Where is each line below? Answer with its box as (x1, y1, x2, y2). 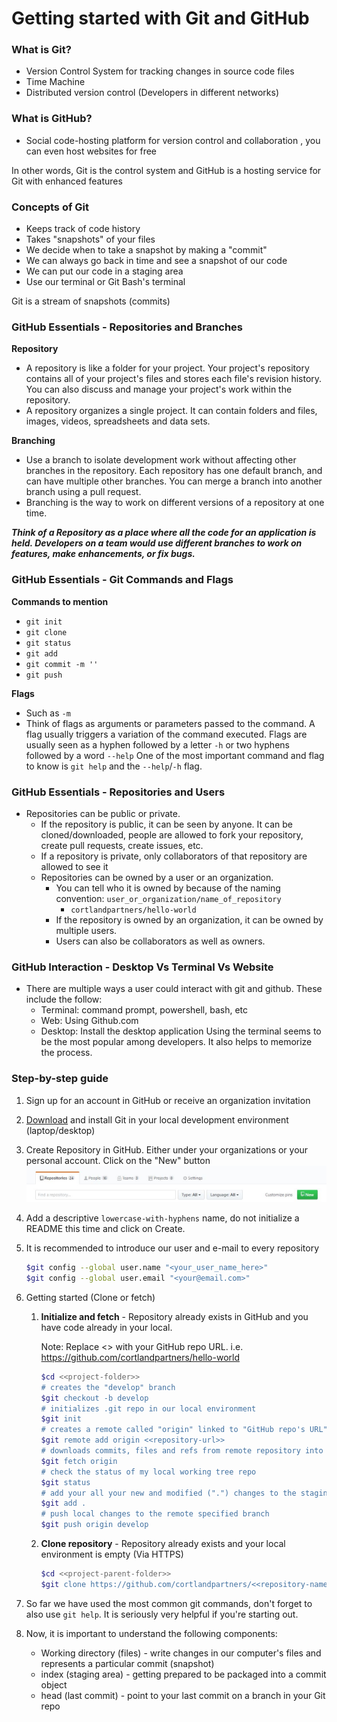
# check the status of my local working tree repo (40, 1467, 257, 1477)
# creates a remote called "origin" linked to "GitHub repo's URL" (40, 1425, 328, 1435)
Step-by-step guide (11, 1072, 109, 1086)
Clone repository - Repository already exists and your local (40, 1538, 286, 1550)
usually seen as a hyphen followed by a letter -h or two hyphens (25, 738, 290, 751)
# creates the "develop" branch (40, 1382, 176, 1392)
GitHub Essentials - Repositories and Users (11, 785, 226, 799)
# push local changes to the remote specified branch (40, 1509, 270, 1519)
